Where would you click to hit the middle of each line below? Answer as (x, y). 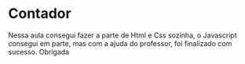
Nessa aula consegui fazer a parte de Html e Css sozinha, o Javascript (122, 35)
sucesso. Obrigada (38, 52)
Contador (40, 14)
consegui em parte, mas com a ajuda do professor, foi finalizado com (120, 43)
